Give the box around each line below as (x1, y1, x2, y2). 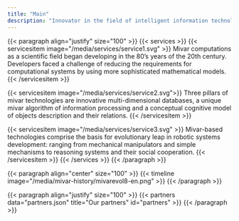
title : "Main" (7, 10, 50, 18)
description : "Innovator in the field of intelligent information (7, 17, 208, 24)
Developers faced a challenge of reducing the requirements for (7, 59, 192, 68)
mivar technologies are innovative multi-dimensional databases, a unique (7, 96, 222, 104)
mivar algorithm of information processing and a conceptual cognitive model (7, 103, 232, 112)
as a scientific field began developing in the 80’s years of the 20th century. (7, 51, 227, 61)
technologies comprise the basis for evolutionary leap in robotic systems (7, 133, 221, 141)
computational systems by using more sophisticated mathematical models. (7, 67, 226, 76)
